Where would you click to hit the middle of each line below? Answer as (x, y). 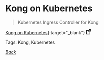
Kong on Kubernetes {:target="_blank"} (45, 32)
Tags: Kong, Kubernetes (30, 42)
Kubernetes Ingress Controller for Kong (58, 22)
